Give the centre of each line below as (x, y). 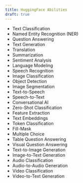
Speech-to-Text (28, 97)
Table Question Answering (39, 139)
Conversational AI (30, 102)
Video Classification (33, 171)
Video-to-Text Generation (38, 176)
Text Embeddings (30, 118)
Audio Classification (33, 160)
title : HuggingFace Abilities (36, 10)
